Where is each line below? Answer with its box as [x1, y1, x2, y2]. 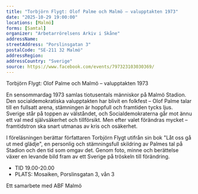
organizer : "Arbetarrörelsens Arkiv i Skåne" [6, 31, 120, 37]
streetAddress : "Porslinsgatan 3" [6, 42, 92, 48]
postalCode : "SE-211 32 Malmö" [6, 47, 83, 53]
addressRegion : [6, 53, 44, 59]
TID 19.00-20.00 [14, 164, 55, 172]
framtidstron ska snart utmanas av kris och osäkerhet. [6, 122, 138, 130]
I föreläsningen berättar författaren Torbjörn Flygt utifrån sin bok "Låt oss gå [6, 134, 191, 141]
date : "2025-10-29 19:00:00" [6, 14, 78, 20]
